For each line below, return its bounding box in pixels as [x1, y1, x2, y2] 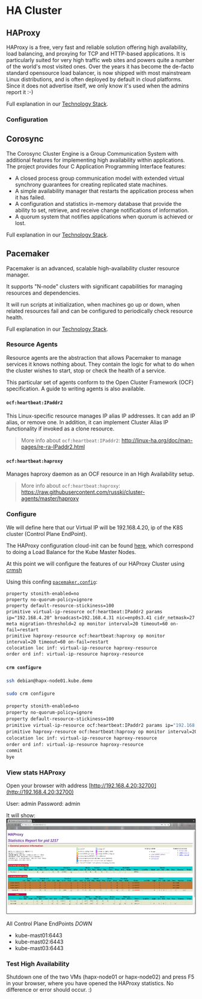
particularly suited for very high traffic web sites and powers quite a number [6, 57, 195, 63]
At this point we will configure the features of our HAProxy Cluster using [6, 560, 185, 567]
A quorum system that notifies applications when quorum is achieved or [14, 212, 194, 220]
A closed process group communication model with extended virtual [14, 174, 185, 182]
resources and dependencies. [6, 289, 81, 296]
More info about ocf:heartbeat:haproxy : [20, 482, 120, 490]
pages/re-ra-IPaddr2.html [20, 443, 85, 450]
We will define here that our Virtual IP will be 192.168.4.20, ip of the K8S [6, 523, 183, 531]
